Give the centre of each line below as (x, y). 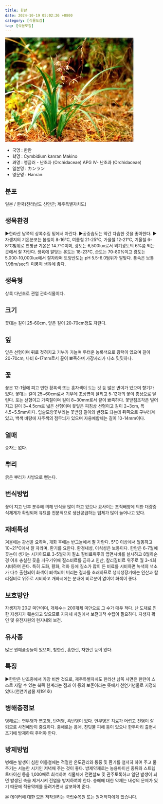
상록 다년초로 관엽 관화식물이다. (35, 293)
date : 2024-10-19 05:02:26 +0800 (39, 15)
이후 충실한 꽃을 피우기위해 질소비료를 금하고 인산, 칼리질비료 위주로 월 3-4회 (83, 560)
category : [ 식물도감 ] (25, 20)
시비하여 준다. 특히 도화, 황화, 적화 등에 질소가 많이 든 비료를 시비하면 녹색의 (77, 566)
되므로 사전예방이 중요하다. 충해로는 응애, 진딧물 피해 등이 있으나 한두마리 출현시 (81, 727)
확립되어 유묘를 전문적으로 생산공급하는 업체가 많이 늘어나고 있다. (83, 512)
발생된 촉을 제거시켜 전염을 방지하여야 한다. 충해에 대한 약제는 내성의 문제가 (81, 781)
